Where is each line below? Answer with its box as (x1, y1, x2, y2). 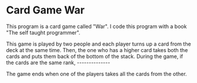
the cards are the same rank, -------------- (6, 59, 111, 66)
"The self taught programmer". (6, 29, 81, 36)
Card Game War (6, 4, 85, 17)
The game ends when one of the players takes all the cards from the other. (6, 70, 187, 77)
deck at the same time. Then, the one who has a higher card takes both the (6, 46, 188, 53)
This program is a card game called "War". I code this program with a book (6, 23, 187, 30)
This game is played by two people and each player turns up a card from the (6, 40, 191, 47)
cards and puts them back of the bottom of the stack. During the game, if (6, 53, 183, 60)
